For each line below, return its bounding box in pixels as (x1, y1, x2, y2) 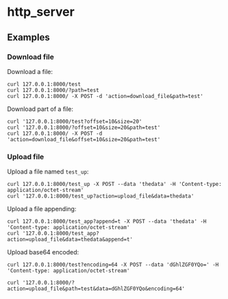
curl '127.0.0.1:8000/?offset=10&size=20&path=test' (7, 124, 161, 131)
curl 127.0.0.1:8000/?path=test (7, 86, 99, 93)
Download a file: (7, 67, 53, 75)
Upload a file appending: (7, 205, 77, 213)
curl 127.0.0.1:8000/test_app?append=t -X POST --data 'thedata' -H (7, 218, 207, 225)
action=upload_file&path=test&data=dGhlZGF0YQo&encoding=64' (7, 285, 186, 292)
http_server (7, 4, 75, 20)
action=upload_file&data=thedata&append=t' (7, 236, 134, 243)
